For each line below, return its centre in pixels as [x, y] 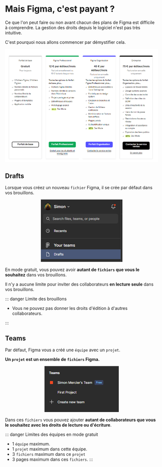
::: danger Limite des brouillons [36, 299]
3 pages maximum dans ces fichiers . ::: [52, 459]
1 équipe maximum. [31, 444]
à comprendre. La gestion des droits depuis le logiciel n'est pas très [73, 27]
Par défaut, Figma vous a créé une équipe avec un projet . [63, 350]
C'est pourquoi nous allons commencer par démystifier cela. [65, 42]
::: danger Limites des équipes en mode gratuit [52, 434]
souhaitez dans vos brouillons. [36, 275]
